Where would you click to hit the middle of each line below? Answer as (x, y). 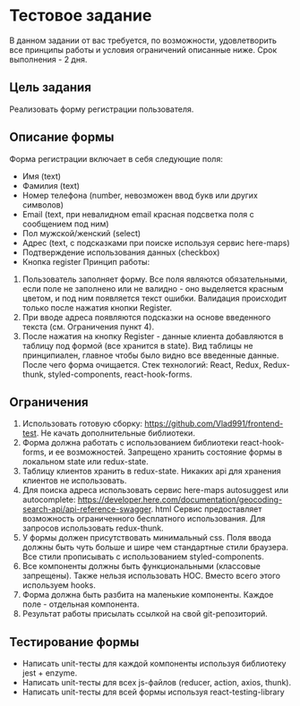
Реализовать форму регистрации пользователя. (102, 109)
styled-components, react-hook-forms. (120, 374)
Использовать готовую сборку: (82, 424)
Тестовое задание (81, 16)
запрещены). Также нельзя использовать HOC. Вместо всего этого (151, 576)
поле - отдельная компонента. (81, 604)
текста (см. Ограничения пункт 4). (88, 327)
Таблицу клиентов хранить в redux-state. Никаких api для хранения (151, 472)
